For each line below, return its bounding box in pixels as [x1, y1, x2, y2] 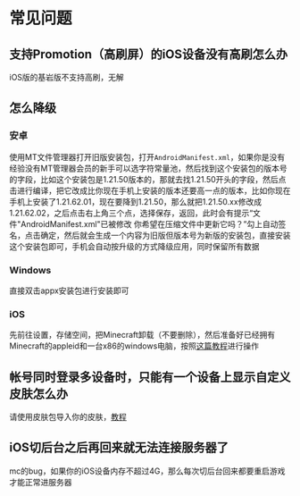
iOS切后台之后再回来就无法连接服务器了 [9, 440, 229, 456]
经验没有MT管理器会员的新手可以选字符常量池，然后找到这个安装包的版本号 [9, 163, 287, 173]
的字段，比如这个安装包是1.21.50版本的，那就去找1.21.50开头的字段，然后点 [9, 173, 287, 184]
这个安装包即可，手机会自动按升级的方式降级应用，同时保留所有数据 [9, 240, 260, 251]
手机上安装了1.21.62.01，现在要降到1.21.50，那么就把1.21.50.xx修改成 [9, 196, 262, 206]
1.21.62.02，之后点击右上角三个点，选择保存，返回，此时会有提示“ [9, 207, 254, 218]
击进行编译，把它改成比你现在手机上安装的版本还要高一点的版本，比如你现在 [9, 185, 291, 196]
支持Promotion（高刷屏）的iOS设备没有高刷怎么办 [9, 46, 288, 62]
